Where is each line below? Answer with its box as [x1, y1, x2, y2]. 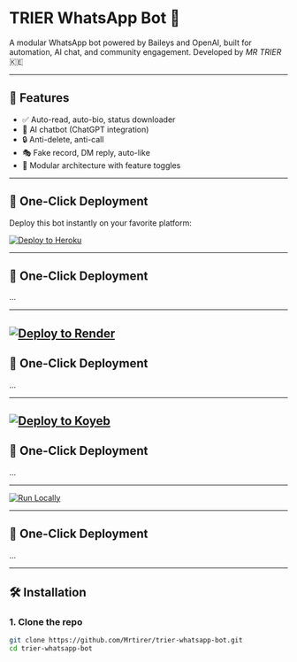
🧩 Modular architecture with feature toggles [21, 159, 181, 171]
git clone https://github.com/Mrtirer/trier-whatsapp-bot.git [9, 636, 243, 645]
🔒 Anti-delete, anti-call [21, 134, 104, 144]
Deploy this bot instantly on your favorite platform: [9, 217, 192, 228]
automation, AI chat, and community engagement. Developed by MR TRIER [9, 46, 282, 57]
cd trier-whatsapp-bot [9, 644, 93, 653]
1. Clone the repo [9, 615, 83, 627]
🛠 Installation [9, 584, 87, 600]
